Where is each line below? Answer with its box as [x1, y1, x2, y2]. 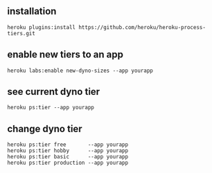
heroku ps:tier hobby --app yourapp [7, 147, 129, 154]
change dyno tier [7, 122, 82, 134]
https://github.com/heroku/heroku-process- [78, 24, 206, 30]
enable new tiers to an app [7, 48, 123, 61]
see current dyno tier [7, 86, 100, 98]
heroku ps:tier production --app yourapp [7, 159, 129, 167]
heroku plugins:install [7, 24, 76, 30]
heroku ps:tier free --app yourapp [7, 141, 129, 148]
